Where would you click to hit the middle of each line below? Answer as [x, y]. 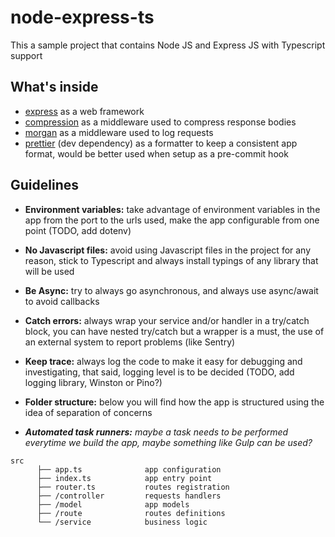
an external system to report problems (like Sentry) [130, 342]
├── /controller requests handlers [129, 496]
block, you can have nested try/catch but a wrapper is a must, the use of [174, 331]
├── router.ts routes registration [133, 487]
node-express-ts [82, 17]
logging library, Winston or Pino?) [93, 382]
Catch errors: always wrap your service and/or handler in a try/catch [167, 320]
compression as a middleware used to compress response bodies [160, 122]
